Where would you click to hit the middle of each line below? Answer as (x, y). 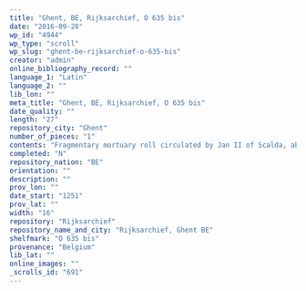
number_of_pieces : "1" (52, 137)
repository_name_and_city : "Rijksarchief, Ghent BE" (112, 230)
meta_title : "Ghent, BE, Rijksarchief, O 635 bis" (107, 103)
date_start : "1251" (46, 196)
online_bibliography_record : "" (71, 69)
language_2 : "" (38, 86)
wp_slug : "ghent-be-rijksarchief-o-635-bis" (95, 52)
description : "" (40, 179)
